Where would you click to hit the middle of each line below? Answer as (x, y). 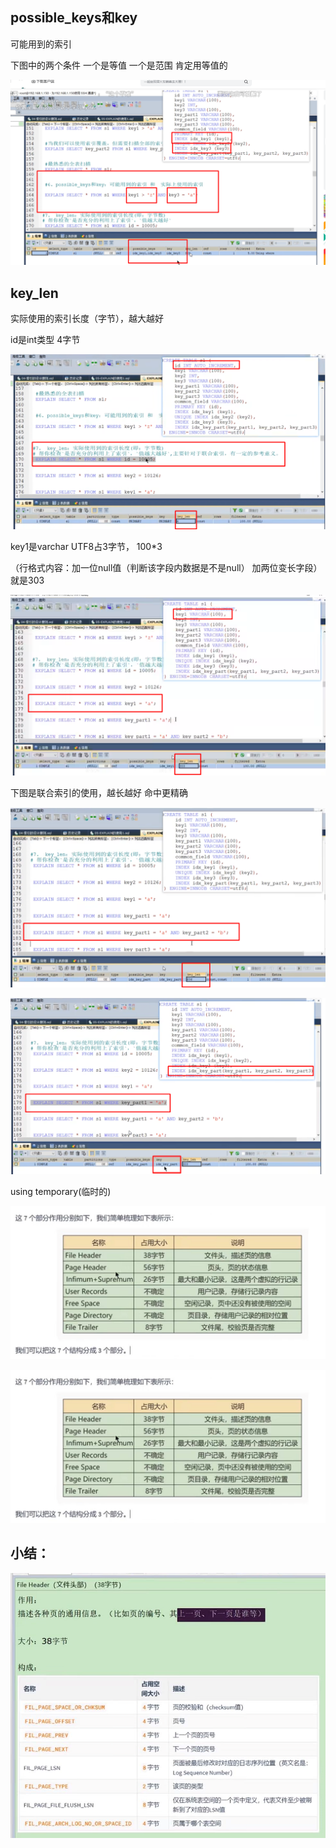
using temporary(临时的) (61, 1191)
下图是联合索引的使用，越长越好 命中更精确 (99, 793)
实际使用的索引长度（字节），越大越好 (87, 318)
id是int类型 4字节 (45, 339)
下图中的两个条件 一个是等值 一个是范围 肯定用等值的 (119, 65)
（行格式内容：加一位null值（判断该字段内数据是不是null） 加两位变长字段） (166, 567)
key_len (34, 293)
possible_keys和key (74, 18)
